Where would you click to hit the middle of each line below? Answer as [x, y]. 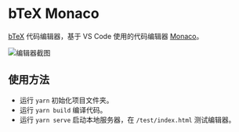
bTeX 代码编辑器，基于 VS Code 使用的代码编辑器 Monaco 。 [106, 36]
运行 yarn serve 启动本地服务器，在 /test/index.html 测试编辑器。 [127, 120]
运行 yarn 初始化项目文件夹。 [66, 100]
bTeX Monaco [54, 14]
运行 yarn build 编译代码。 [63, 109]
